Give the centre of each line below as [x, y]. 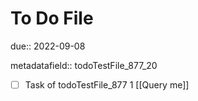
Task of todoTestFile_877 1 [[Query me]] [107, 84]
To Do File [52, 18]
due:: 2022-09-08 [48, 46]
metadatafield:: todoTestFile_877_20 [84, 65]
